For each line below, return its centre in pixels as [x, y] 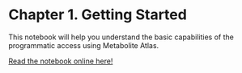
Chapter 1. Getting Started [98, 15]
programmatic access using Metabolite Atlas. [84, 45]
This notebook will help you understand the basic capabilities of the [121, 37]
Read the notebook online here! [61, 61]
